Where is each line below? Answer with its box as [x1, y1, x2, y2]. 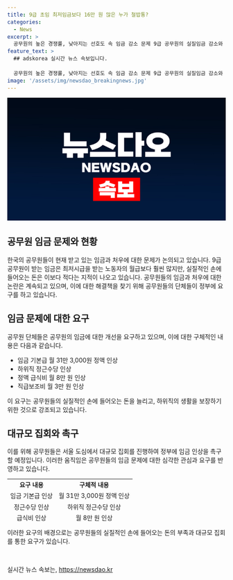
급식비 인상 [16, 513, 46, 522]
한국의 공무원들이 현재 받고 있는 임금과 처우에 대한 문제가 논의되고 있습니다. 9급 [7, 256, 222, 264]
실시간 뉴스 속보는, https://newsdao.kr [7, 565, 113, 574]
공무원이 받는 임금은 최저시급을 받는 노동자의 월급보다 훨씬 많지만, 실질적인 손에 [7, 264, 222, 272]
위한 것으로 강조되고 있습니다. [7, 405, 87, 413]
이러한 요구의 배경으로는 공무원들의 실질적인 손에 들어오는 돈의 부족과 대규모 [7, 529, 213, 537]
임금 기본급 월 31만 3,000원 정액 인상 [17, 356, 118, 364]
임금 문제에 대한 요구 [7, 313, 89, 324]
